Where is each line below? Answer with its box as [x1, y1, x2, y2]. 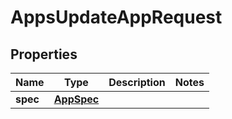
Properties [10, 46, 78, 63]
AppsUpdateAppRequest [10, 6, 223, 29]
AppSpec [53, 92, 100, 106]
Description [108, 76, 166, 89]
